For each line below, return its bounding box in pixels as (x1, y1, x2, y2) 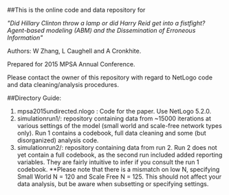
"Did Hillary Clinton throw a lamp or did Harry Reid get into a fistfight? (7, 19, 206, 27)
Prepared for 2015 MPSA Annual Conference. (7, 60, 135, 68)
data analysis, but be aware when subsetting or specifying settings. (17, 180, 209, 187)
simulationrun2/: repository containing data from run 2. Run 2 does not (17, 144, 218, 151)
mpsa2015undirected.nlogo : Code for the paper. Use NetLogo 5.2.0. (17, 107, 212, 115)
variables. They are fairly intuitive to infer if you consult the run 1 (17, 158, 199, 166)
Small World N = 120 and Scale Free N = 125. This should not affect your (17, 172, 222, 181)
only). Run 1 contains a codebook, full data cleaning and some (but (17, 129, 206, 137)
